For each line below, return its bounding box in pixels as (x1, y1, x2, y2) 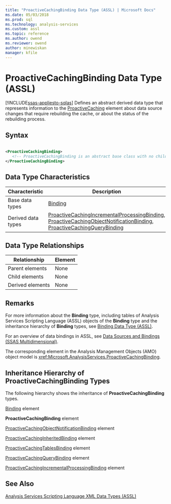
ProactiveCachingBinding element (5, 415, 79, 421)
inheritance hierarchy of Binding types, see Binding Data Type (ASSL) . (5, 323, 154, 330)
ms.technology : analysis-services (5, 21, 79, 27)
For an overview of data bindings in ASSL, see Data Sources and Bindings (5, 333, 160, 339)
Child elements (8, 273, 44, 281)
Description (92, 188, 121, 195)
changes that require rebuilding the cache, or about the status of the (5, 111, 149, 117)
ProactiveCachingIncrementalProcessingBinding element (5, 465, 125, 471)
